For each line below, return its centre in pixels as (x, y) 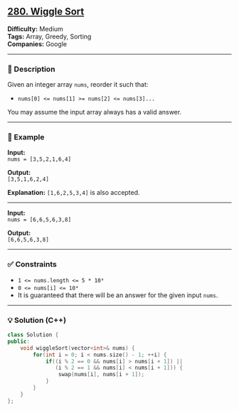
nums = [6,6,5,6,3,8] (39, 220)
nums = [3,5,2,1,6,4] (39, 159)
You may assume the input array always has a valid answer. (95, 112)
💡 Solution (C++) (37, 320)
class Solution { (33, 335)
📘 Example (26, 137)
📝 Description (31, 69)
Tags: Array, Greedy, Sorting (49, 36)
